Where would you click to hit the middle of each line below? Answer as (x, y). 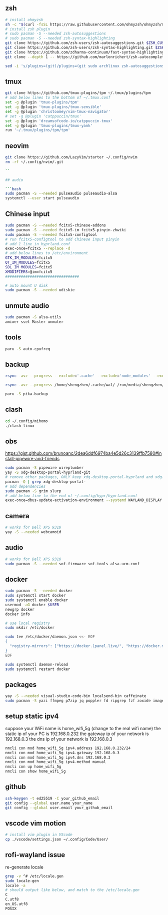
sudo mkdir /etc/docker (30, 628)
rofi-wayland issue (35, 855)
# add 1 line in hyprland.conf (38, 244)
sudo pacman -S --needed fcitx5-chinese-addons (56, 225)
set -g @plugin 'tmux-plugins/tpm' (42, 102)
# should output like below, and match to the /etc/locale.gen (72, 890)
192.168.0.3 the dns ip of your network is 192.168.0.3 (59, 739)
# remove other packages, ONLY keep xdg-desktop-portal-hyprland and (79, 477)
